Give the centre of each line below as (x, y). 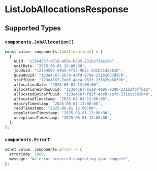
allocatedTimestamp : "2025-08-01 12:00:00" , (62, 99)
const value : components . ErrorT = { (43, 150)
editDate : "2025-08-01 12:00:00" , (50, 66)
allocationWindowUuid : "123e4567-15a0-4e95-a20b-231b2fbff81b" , (83, 89)
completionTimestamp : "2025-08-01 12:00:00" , (63, 113)
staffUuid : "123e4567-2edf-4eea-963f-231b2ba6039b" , (71, 80)
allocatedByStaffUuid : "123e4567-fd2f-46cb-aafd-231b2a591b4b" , (83, 94)
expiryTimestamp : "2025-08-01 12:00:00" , (58, 104)
